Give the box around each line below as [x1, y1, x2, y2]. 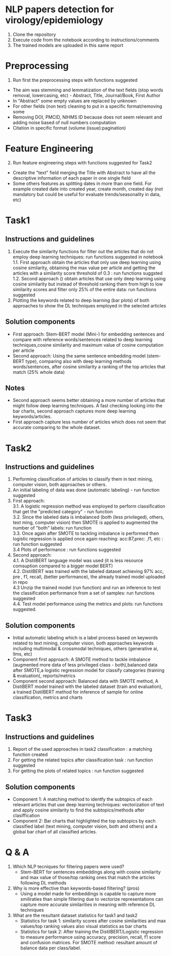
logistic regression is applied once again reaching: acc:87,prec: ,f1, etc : [12, 536, 163, 542]
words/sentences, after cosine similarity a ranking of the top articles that [12, 364, 166, 370]
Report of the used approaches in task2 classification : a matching [12, 746, 152, 752]
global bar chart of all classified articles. [12, 829, 97, 835]
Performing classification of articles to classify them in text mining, [12, 476, 153, 482]
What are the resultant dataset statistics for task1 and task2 [12, 913, 138, 918]
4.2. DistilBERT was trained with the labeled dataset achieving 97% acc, [12, 568, 164, 575]
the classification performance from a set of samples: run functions [12, 590, 155, 596]
